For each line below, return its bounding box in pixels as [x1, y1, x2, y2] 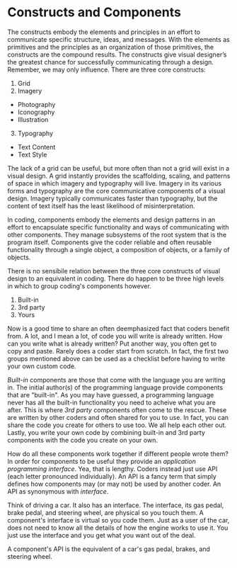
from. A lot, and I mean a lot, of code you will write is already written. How [7, 331, 223, 340]
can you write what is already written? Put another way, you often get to [7, 339, 217, 348]
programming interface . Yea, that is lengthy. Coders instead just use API [7, 465, 218, 473]
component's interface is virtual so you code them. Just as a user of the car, [7, 516, 230, 524]
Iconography [17, 108, 55, 116]
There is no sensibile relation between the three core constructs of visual [7, 266, 221, 275]
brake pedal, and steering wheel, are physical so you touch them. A [7, 508, 204, 517]
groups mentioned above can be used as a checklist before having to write [7, 354, 226, 363]
